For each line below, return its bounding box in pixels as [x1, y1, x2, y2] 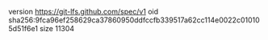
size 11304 [40, 24, 75, 33]
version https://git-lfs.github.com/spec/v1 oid [8, 7, 159, 16]
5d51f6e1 [8, 24, 39, 33]
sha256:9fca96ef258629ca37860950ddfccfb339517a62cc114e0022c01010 [8, 15, 260, 25]
